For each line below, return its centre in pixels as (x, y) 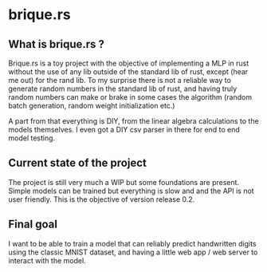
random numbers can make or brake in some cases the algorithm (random (130, 97)
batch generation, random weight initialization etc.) (92, 106)
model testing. (32, 138)
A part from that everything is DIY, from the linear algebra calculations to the (133, 121)
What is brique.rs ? (57, 44)
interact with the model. (47, 260)
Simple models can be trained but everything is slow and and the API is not (131, 191)
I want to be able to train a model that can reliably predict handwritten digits (132, 243)
